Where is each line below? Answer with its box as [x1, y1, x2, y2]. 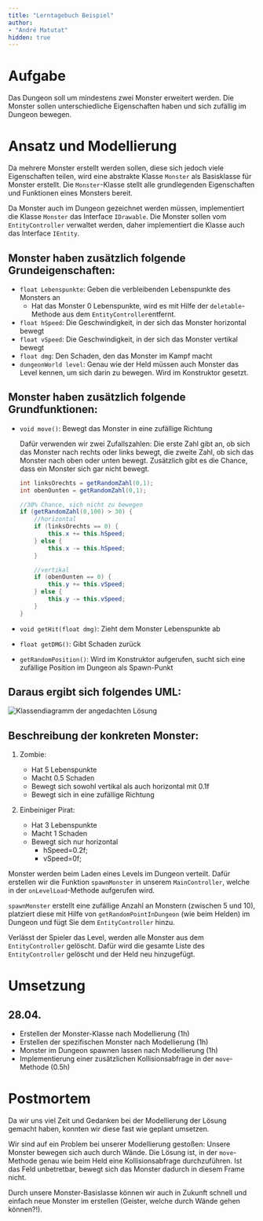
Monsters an [19, 292, 60, 302]
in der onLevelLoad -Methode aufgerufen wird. [8, 886, 155, 895]
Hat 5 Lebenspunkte [31, 765, 97, 774]
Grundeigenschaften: [8, 264, 115, 277]
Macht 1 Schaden [31, 829, 88, 839]
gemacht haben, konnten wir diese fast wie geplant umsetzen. [8, 1124, 210, 1134]
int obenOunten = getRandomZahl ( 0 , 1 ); [19, 486, 147, 495]
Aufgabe [8, 68, 67, 85]
